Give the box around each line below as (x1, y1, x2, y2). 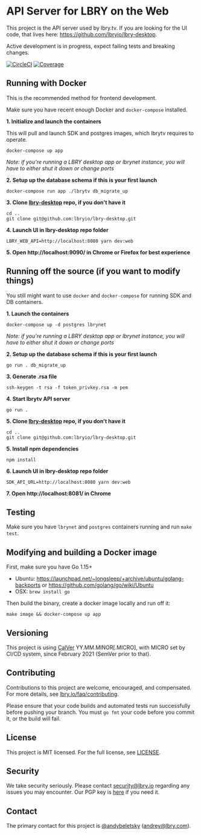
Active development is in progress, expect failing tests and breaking (6, 42, 175, 50)
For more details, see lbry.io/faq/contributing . (6, 690, 119, 698)
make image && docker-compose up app (6, 612, 101, 618)
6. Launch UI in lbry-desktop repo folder (6, 467, 109, 475)
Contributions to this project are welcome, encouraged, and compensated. (6, 684, 192, 691)
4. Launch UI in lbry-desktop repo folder (6, 226, 109, 234)
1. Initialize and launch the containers (6, 117, 101, 125)
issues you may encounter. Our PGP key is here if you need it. (6, 788, 160, 796)
